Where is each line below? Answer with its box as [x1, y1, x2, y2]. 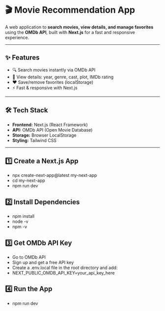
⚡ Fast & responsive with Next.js [12, 85, 78, 91]
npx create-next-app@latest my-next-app [12, 173, 97, 178]
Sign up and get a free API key [12, 260, 74, 265]
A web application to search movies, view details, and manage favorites [5, 24, 154, 30]
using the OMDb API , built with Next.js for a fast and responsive [5, 29, 135, 35]
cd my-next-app [12, 177, 45, 183]
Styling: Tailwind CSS [12, 137, 57, 143]
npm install [12, 213, 35, 219]
